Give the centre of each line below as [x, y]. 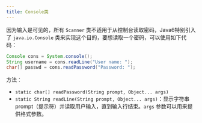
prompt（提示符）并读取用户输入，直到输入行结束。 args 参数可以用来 [101, 107]
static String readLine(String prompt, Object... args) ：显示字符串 [102, 99]
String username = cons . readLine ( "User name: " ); [70, 62]
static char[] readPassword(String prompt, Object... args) [92, 92]
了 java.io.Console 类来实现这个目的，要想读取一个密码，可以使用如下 [94, 37]
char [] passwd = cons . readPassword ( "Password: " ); [71, 68]
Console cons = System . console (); [50, 56]
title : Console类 [28, 12]
